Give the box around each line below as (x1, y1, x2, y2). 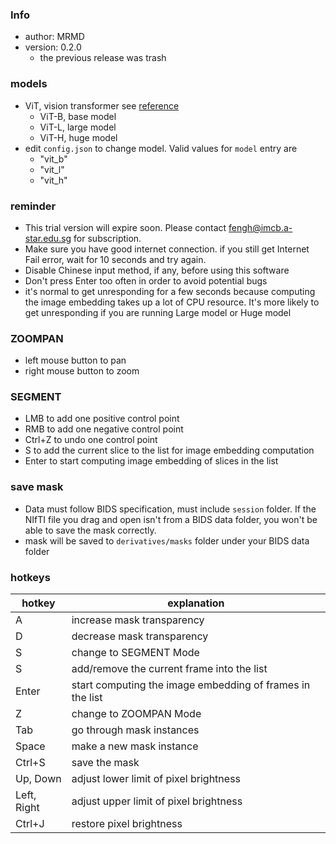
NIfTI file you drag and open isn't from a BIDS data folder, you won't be (24, 513, 318, 525)
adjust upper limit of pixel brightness (71, 794, 243, 808)
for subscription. (73, 232, 142, 244)
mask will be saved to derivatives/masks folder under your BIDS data (24, 534, 310, 547)
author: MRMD (24, 31, 85, 43)
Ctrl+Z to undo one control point (24, 434, 158, 446)
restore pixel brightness (71, 817, 183, 831)
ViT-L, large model (39, 121, 117, 133)
